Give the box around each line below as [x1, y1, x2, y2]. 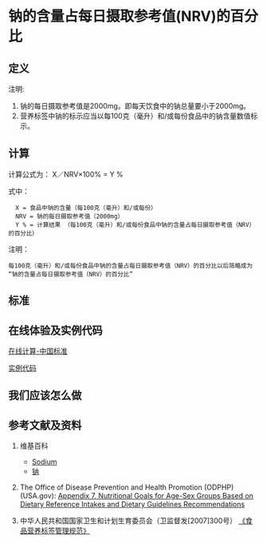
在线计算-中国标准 [8, 347, 68, 356]
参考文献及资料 [8, 418, 82, 432]
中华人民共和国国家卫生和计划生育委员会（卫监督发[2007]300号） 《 [19, 516, 246, 525]
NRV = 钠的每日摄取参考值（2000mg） [15, 212, 124, 220]
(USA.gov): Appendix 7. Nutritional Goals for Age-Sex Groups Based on [19, 491, 253, 501]
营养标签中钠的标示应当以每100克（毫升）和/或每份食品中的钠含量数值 [19, 111, 251, 121]
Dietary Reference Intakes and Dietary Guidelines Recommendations [19, 500, 245, 509]
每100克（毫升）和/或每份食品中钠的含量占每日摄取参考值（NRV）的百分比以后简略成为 [8, 261, 253, 270]
